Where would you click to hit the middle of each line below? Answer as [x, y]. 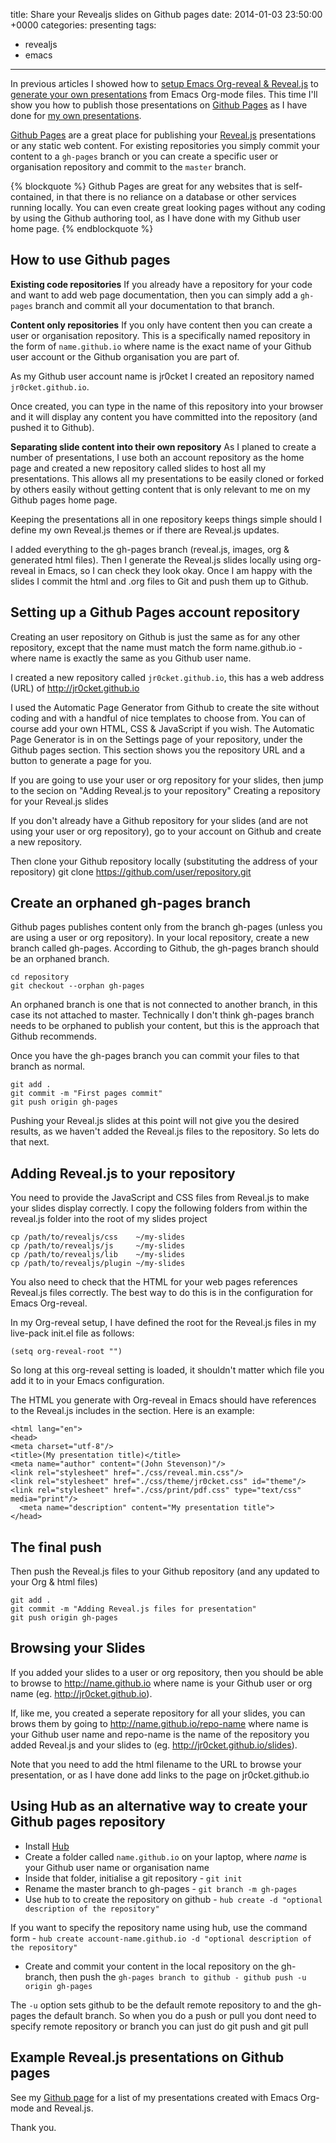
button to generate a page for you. [81, 760]
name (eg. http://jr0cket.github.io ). [81, 1693]
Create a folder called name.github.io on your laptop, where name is [165, 1856]
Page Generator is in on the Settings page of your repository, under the [156, 739]
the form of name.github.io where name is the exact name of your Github [161, 346]
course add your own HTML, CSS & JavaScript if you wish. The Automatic [162, 728]
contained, [32, 197]
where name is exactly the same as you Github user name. [131, 658]
